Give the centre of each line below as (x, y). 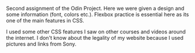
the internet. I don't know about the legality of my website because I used (95, 38)
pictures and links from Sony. (41, 44)
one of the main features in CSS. (45, 20)
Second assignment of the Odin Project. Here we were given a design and (95, 8)
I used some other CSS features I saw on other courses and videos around (96, 32)
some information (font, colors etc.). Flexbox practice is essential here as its (97, 14)
